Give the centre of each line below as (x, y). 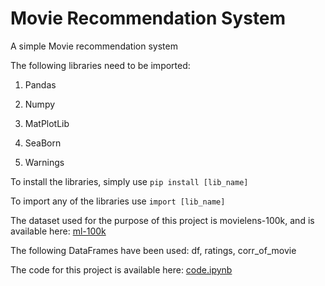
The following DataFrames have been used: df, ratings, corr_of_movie (153, 250)
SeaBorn (43, 143)
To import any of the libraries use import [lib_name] (118, 201)
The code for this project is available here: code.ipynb (121, 269)
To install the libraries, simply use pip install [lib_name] (129, 181)
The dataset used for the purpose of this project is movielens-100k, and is (162, 220)
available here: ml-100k (58, 231)
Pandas (40, 84)
